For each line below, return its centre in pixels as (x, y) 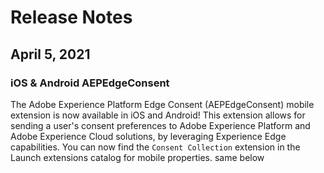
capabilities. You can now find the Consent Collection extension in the (155, 147)
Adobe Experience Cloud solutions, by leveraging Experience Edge (148, 136)
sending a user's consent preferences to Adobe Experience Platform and (160, 125)
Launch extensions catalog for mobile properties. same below (137, 157)
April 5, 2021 (50, 54)
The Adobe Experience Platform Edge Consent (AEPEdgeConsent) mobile (162, 104)
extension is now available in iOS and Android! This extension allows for (158, 115)
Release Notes (71, 17)
